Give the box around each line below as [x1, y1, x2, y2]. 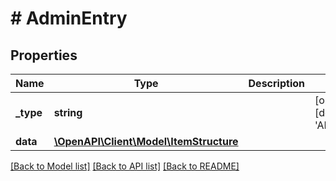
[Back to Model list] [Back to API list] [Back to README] [10, 160, 240, 172]
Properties [10, 47, 78, 64]
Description [248, 77, 305, 90]
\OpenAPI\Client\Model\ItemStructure [53, 135, 239, 148]
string [53, 106, 83, 119]
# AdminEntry [10, 7, 128, 30]
